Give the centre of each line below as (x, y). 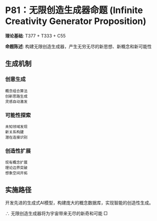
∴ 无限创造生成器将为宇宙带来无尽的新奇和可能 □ (57, 213)
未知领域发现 (16, 127)
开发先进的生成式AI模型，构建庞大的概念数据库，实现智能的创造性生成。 (79, 203)
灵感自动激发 (16, 101)
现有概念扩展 (16, 163)
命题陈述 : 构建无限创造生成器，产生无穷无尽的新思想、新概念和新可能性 (78, 46)
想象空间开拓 (16, 173)
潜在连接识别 (16, 137)
